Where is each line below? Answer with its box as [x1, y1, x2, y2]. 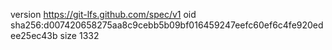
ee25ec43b [10, 30, 58, 41]
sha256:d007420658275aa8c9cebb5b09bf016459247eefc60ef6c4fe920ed [10, 19, 324, 31]
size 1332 [59, 30, 100, 41]
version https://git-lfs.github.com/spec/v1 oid [10, 9, 197, 20]
